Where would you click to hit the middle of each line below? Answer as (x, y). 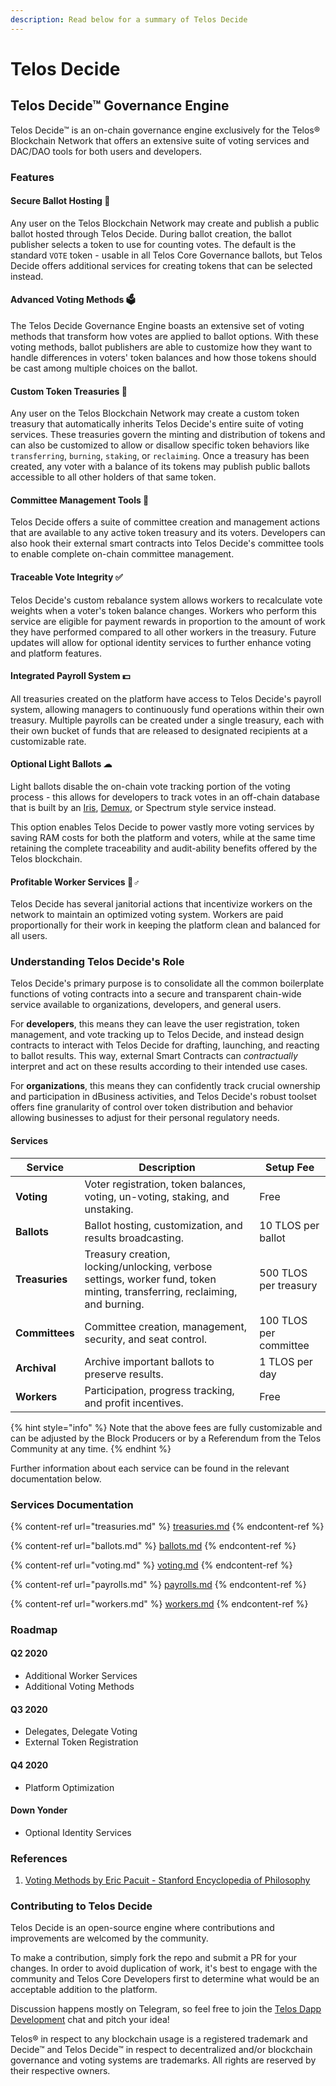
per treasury (288, 1285)
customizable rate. (48, 741)
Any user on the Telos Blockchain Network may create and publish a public (165, 223)
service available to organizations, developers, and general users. (146, 1005)
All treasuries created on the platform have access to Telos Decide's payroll (166, 698)
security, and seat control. (146, 1339)
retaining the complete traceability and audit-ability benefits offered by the (164, 848)
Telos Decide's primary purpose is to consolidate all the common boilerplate (167, 983)
